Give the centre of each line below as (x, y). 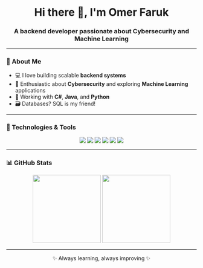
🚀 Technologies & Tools (41, 127)
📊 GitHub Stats (29, 163)
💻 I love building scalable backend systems (70, 75)
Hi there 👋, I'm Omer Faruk (101, 12)
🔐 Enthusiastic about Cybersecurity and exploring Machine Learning (101, 83)
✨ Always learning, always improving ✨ (101, 258)
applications (30, 90)
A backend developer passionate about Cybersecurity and (101, 31)
